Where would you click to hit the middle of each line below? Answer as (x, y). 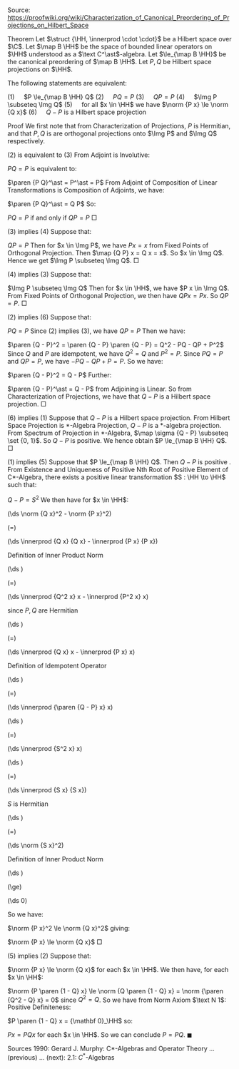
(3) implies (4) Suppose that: (50, 232)
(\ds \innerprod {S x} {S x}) (47, 789)
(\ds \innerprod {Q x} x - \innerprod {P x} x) (71, 652)
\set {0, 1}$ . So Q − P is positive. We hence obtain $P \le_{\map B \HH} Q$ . (117, 440)
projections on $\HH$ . (40, 69)
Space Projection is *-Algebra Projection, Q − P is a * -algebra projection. (115, 425)
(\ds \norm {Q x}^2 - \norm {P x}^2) (60, 513)
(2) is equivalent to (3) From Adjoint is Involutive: (79, 155)
